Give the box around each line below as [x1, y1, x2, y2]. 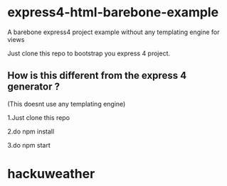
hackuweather [7, 165, 95, 182]
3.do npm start [7, 141, 51, 149]
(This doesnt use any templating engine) [7, 99, 126, 108]
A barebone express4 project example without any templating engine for [7, 28, 220, 36]
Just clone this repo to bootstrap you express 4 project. [7, 49, 171, 58]
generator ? [7, 81, 60, 93]
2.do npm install [7, 127, 55, 136]
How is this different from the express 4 [7, 70, 187, 82]
